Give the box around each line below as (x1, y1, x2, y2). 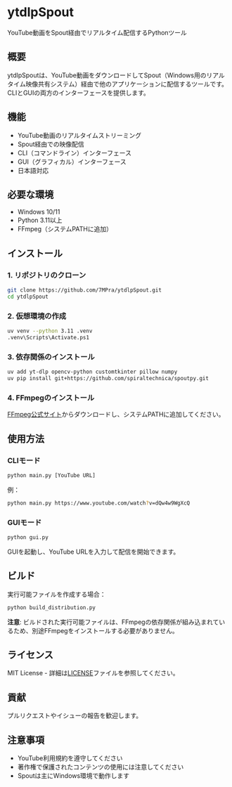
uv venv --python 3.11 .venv (7, 327, 93, 334)
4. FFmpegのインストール (7, 393, 95, 403)
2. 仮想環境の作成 (7, 311, 67, 320)
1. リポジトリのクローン (7, 270, 86, 280)
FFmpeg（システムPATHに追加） (17, 225, 112, 233)
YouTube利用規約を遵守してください (17, 753, 123, 762)
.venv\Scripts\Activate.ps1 (7, 334, 90, 341)
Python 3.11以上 (17, 216, 63, 225)
